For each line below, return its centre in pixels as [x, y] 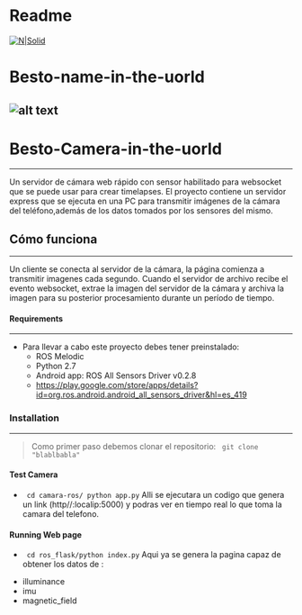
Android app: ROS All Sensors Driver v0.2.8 [116, 375]
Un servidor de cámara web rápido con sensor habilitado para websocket [146, 182]
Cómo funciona [53, 239]
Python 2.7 [56, 366]
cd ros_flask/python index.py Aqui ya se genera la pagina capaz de [154, 555]
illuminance [44, 582]
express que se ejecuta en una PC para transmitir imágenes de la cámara [145, 201]
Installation [35, 418]
